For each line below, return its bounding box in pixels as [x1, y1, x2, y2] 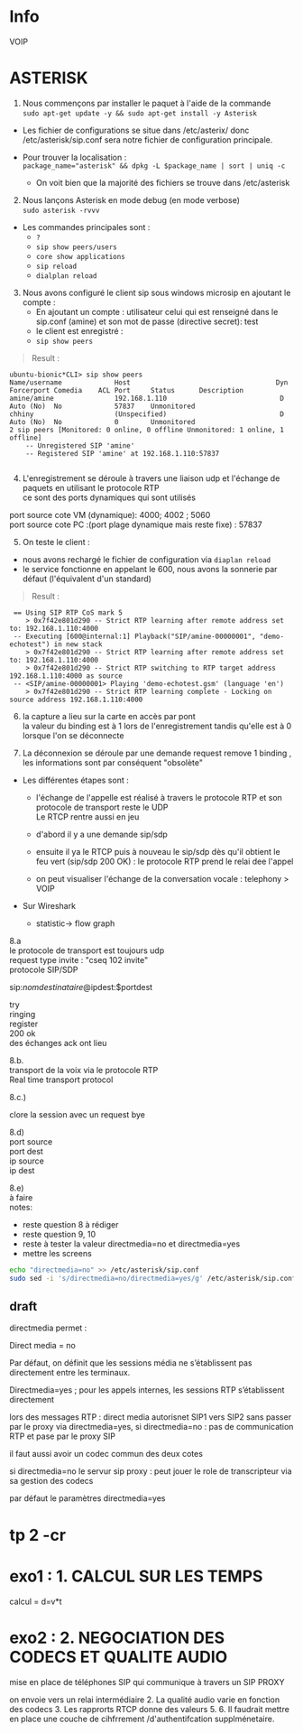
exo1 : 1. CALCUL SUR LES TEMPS [9, 1566, 263, 1586]
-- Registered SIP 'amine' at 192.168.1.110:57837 [25, 449, 220, 458]
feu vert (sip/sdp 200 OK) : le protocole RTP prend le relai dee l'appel [35, 856, 294, 866]
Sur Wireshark [22, 900, 77, 911]
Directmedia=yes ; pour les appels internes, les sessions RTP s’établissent [9, 1385, 285, 1395]
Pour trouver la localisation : [22, 152, 127, 162]
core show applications [35, 252, 126, 261]
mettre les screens [22, 1247, 92, 1258]
